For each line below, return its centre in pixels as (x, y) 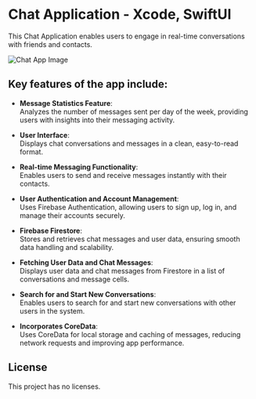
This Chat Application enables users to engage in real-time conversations (126, 36)
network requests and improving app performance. (102, 343)
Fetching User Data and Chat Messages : (86, 262)
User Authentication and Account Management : (99, 198)
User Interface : (45, 135)
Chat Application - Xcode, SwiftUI (120, 15)
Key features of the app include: (88, 84)
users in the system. (52, 310)
